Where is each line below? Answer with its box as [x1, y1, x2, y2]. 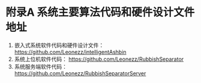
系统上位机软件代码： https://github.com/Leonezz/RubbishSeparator [14, 55, 184, 63]
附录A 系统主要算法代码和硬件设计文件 [5, 5, 195, 19]
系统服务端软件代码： [14, 63, 67, 70]
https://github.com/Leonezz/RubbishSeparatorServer [14, 70, 146, 77]
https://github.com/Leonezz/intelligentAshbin [14, 48, 127, 55]
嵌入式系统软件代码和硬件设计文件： [14, 41, 104, 49]
